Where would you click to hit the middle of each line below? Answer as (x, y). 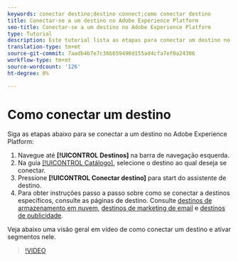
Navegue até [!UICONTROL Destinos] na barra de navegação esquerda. (123, 155)
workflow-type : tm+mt (39, 60)
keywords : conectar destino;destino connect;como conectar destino (109, 14)
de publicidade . (40, 216)
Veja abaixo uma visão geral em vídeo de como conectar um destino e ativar (119, 229)
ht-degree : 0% (28, 73)
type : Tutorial (30, 34)
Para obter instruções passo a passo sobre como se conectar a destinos (124, 193)
